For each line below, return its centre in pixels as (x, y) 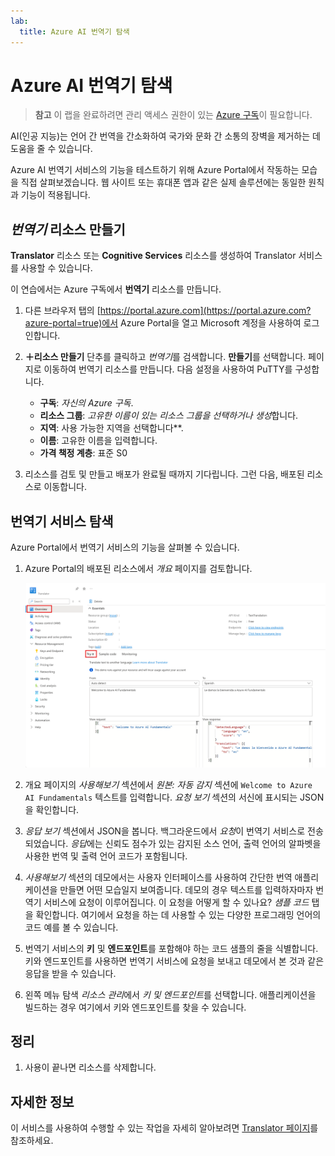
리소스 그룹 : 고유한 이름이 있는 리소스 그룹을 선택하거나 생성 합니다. (169, 416)
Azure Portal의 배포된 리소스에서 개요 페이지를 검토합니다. (138, 569)
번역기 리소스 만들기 (68, 229)
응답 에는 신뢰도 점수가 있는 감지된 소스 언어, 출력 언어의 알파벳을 (196, 843)
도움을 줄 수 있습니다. (51, 149)
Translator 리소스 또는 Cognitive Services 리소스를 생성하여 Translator (153, 256)
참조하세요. (32, 1141)
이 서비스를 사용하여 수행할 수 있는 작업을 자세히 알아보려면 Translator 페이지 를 (164, 1128)
